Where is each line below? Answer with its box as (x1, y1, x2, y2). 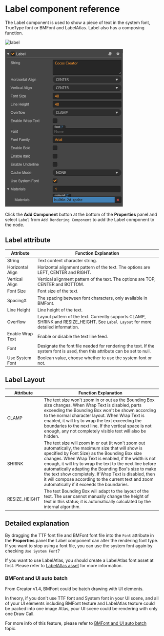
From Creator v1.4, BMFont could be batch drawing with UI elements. (5, 586, 144, 592)
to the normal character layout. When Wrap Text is (43, 412, 145, 418)
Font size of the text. (37, 288, 79, 294)
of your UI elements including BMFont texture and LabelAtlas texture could (5, 600, 155, 606)
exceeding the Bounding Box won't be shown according (43, 407, 156, 413)
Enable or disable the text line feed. (37, 333, 108, 339)
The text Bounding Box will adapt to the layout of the (43, 488, 149, 494)
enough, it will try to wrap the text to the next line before (43, 461, 156, 467)
